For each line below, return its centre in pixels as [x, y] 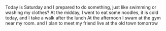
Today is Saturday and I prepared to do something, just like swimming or [81, 7]
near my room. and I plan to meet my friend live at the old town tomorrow [82, 23]
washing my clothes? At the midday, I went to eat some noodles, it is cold [82, 12]
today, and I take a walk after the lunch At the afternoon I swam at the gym [83, 18]
